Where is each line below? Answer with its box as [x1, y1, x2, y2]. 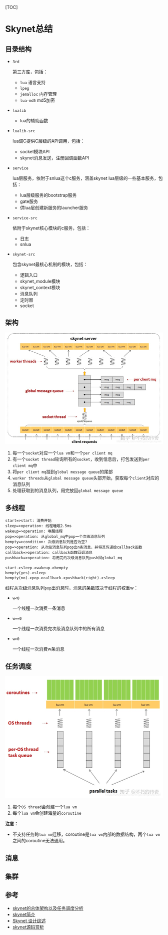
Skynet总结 [5, 24, 53, 35]
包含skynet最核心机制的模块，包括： [12, 262, 88, 267]
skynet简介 [12, 911, 35, 917]
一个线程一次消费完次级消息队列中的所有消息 [12, 626, 105, 632]
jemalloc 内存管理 [19, 91, 57, 97]
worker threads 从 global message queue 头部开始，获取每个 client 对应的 [12, 475, 159, 481]
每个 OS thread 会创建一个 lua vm [12, 804, 77, 810]
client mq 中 [12, 462, 37, 469]
